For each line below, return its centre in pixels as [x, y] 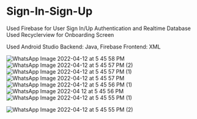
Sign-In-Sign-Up [50, 11]
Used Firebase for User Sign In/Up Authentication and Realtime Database [99, 28]
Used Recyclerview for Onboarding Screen [60, 34]
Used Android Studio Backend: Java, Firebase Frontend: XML [84, 47]
